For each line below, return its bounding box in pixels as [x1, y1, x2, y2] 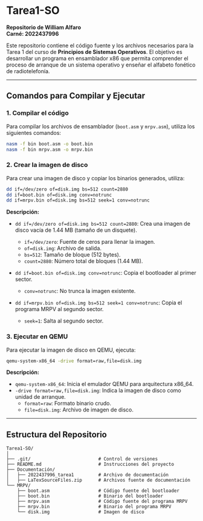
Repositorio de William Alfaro [6, 24, 82, 31]
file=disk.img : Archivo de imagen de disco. [24, 406, 134, 413]
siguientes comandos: [6, 129, 62, 136]
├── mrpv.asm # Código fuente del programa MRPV [17, 499, 188, 505]
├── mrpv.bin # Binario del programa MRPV [17, 503, 172, 510]
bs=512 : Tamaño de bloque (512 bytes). [24, 251, 121, 258]
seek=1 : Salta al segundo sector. [24, 317, 104, 324]
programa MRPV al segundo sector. [14, 306, 104, 313]
